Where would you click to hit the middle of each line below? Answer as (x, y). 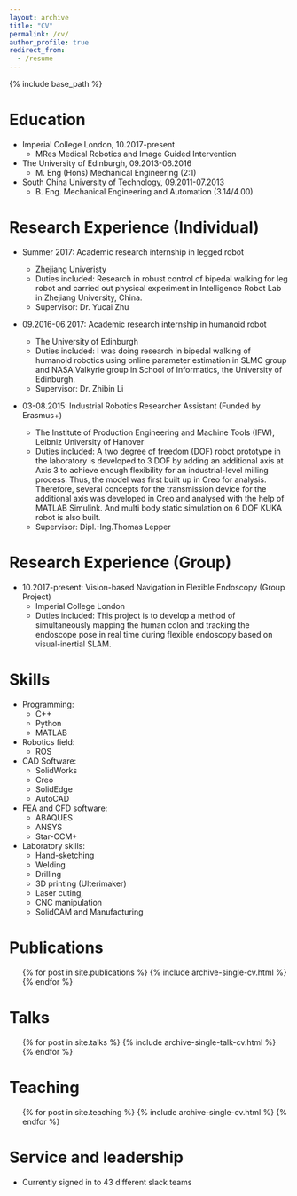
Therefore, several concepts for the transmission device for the (151, 488)
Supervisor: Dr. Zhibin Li (79, 388)
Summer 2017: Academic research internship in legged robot (133, 252)
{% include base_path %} (56, 84)
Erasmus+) (42, 415)
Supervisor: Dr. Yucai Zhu (82, 306)
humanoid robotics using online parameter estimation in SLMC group (161, 360)
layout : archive (39, 17)
